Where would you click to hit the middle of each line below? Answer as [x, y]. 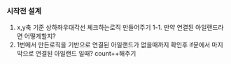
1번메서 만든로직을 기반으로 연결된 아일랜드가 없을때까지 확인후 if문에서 [113, 45]
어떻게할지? [40, 36]
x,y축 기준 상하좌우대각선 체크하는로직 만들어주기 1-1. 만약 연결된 [105, 27]
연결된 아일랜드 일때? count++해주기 [86, 54]
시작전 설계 [24, 10]
